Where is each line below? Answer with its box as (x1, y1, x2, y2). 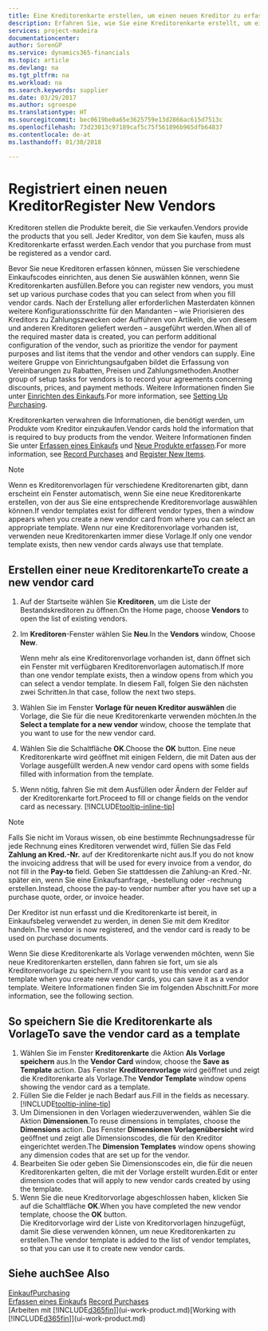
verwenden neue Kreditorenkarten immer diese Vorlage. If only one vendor (8, 531, 253, 541)
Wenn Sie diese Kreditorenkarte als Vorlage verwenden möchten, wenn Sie (8, 949, 255, 958)
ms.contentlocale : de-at (8, 130, 91, 138)
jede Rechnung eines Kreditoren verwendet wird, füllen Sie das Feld (8, 841, 231, 851)
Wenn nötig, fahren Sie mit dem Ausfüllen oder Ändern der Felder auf (19, 785, 248, 794)
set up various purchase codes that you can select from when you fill (8, 290, 236, 299)
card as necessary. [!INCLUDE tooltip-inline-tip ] (19, 801, 175, 812)
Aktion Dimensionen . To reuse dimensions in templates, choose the (19, 1117, 241, 1126)
